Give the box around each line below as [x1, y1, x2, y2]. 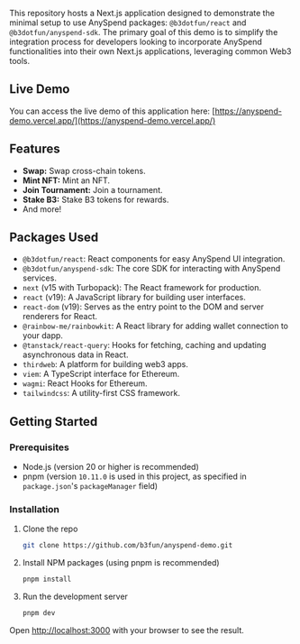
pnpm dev [22, 609, 56, 618]
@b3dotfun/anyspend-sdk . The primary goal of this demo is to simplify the [9, 27, 278, 37]
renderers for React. [22, 311, 97, 322]
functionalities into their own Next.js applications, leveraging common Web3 [9, 46, 292, 57]
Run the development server [22, 591, 129, 603]
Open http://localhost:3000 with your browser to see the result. [9, 625, 245, 636]
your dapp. [22, 330, 63, 341]
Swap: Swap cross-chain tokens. [22, 165, 146, 176]
